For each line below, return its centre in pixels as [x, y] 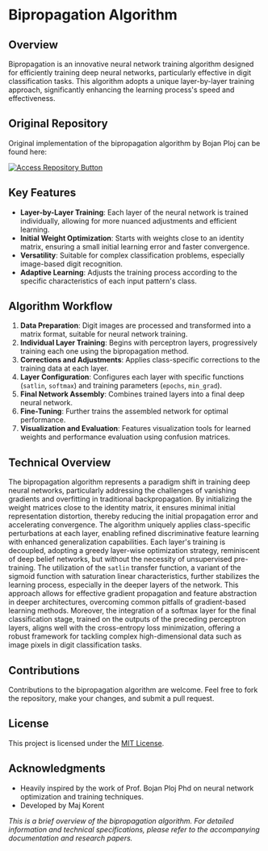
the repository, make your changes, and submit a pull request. [111, 698]
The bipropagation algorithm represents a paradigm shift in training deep [129, 482]
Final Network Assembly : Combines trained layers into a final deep [132, 394]
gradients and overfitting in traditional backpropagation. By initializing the [130, 499]
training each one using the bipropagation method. [105, 351]
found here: [27, 152]
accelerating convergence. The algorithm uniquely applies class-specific [130, 525]
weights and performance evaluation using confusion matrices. [125, 437]
